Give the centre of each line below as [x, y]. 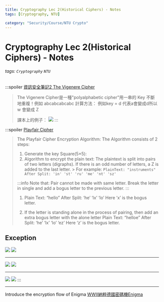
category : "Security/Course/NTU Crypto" [47, 23]
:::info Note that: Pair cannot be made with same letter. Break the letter [88, 183]
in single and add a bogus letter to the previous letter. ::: [73, 188]
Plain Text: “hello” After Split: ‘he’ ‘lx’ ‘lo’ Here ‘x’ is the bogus [86, 198]
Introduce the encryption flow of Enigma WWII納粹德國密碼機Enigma [74, 294]
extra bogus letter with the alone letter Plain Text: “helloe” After [88, 217]
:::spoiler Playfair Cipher [29, 129]
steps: [23, 144]
